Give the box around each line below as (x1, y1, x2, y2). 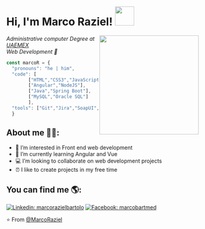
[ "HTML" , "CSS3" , (28, 77, 70, 83)
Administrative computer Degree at (6, 35, 95, 42)
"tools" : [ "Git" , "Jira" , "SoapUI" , (12, 105, 99, 111)
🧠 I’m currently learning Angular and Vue (15, 150, 118, 158)
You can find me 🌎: (6, 185, 82, 195)
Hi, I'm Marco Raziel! (6, 15, 113, 29)
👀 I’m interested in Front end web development (15, 144, 133, 151)
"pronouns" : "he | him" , (12, 65, 75, 71)
